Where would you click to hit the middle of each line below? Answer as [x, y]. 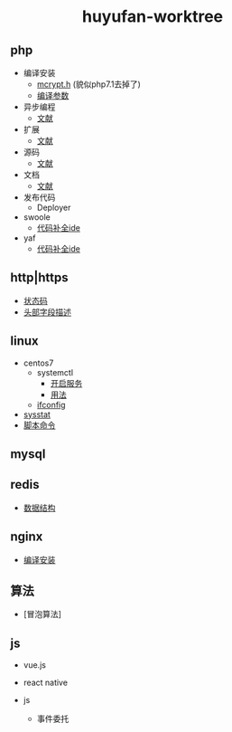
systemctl [55, 372]
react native [46, 683]
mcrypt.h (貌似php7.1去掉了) [88, 84]
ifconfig [51, 404]
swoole [37, 217]
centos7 [38, 363]
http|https [39, 278]
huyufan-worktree [153, 17]
